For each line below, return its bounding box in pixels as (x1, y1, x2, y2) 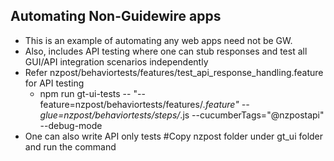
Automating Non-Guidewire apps (10, 8, 222, 25)
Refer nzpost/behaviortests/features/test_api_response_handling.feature (24, 66, 324, 78)
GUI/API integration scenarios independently (24, 55, 209, 68)
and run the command (24, 140, 117, 153)
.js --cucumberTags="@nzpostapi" (179, 109, 325, 121)
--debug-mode (39, 119, 103, 131)
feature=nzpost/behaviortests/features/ (39, 98, 203, 110)
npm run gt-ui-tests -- (39, 87, 132, 99)
